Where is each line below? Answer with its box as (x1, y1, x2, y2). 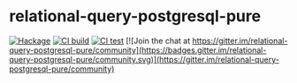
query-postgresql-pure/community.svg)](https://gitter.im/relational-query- (9, 54, 280, 64)
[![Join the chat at (126, 35, 191, 46)
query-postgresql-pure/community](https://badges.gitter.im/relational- (9, 44, 267, 55)
